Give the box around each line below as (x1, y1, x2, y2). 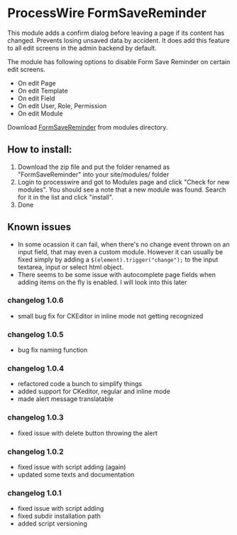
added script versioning (17, 519, 87, 528)
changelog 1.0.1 (7, 488, 62, 498)
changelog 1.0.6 (7, 296, 64, 306)
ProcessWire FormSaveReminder (7, 5, 207, 21)
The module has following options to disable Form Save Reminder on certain (7, 57, 231, 66)
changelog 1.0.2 (7, 447, 64, 457)
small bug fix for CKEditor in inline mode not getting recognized (17, 311, 204, 320)
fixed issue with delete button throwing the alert (17, 429, 158, 437)
